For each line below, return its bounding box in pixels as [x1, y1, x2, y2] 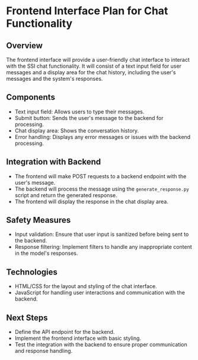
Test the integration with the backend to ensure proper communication [14, 341, 188, 348]
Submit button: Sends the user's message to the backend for [14, 114, 164, 121]
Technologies [6, 267, 58, 277]
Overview [6, 40, 43, 50]
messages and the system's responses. [6, 75, 103, 82]
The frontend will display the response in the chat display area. [14, 198, 169, 205]
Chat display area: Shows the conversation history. [14, 127, 139, 134]
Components [6, 92, 55, 102]
